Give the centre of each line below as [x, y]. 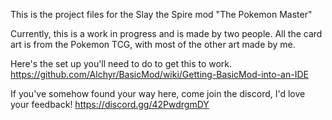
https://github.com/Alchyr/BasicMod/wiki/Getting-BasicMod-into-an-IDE [159, 74]
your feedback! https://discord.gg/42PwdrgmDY [110, 104]
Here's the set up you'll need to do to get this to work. [121, 63]
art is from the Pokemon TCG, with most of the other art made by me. [153, 44]
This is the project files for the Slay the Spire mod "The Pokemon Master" [161, 14]
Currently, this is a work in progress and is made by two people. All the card [166, 33]
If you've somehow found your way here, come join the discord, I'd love [158, 93]
